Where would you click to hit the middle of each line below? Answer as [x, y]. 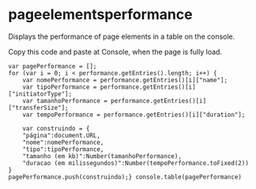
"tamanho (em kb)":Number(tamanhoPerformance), [102, 156]
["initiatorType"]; [40, 94]
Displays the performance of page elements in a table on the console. [122, 36]
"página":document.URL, [62, 135]
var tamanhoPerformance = [65, 100]
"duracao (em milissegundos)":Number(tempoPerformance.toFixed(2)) [136, 163]
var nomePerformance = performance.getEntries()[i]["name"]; [125, 80]
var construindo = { [56, 128]
